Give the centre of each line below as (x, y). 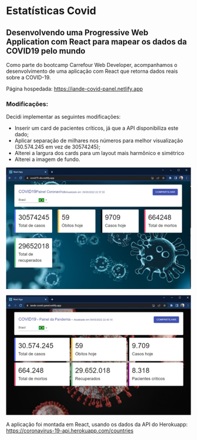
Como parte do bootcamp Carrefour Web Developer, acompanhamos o (92, 65)
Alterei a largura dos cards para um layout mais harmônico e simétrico (99, 153)
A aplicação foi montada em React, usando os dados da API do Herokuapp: (97, 424)
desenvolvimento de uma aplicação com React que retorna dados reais (92, 71)
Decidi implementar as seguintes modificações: (64, 117)
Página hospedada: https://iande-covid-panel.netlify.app (74, 89)
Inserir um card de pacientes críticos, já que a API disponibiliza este (96, 128)
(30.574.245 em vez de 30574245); (57, 147)
